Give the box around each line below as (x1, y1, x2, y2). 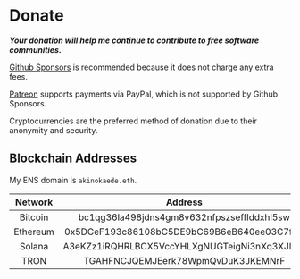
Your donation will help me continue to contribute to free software (9, 35, 260, 46)
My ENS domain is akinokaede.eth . (9, 174, 137, 185)
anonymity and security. (9, 124, 98, 135)
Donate (9, 5, 64, 26)
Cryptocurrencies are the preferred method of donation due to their (9, 115, 257, 126)
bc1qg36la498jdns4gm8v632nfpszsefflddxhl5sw (78, 211, 290, 224)
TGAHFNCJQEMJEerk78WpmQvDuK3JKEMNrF (83, 254, 286, 266)
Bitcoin (19, 211, 49, 224)
